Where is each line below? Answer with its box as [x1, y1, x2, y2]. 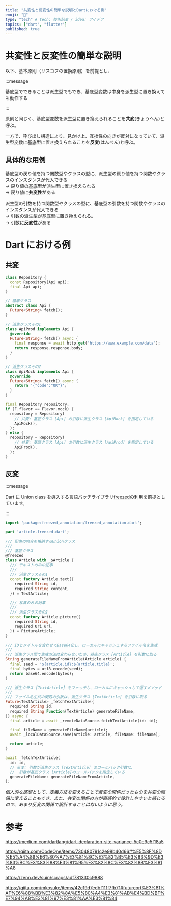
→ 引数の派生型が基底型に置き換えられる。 [5, 213, 96, 219]
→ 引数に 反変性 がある [5, 219, 51, 225]
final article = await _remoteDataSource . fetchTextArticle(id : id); [10, 718, 158, 723]
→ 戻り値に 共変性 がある [5, 189, 56, 195]
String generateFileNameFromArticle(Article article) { [5, 657, 126, 662]
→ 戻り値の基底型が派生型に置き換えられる [5, 183, 96, 189]
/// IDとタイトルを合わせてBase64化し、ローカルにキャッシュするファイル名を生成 [5, 643, 158, 648]
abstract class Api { [5, 303, 51, 308]
